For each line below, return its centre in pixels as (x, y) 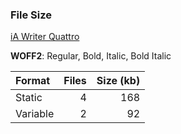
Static (29, 98)
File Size (31, 15)
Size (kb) (118, 81)
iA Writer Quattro (45, 37)
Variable (35, 114)
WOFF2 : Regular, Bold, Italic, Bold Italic (91, 56)
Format (33, 81)
